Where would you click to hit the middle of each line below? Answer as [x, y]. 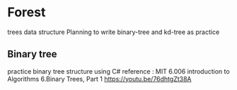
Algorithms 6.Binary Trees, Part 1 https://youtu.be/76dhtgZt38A [100, 79]
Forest [27, 12]
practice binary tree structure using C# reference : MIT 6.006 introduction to [118, 71]
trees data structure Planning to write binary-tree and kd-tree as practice [114, 32]
